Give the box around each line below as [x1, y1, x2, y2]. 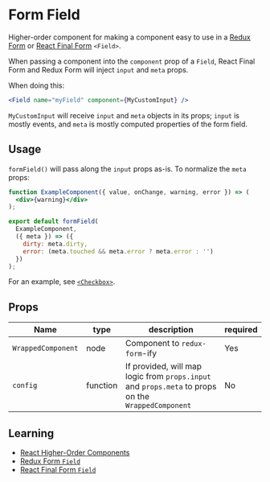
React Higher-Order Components [19, 448, 130, 457]
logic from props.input [125, 371, 211, 382]
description [148, 324, 194, 336]
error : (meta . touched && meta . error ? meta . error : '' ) [22, 247, 215, 255]
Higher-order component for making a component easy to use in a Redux [8, 32, 251, 42]
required [224, 324, 258, 336]
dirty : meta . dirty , [22, 240, 88, 248]
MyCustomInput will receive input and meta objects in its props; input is [8, 110, 239, 120]
